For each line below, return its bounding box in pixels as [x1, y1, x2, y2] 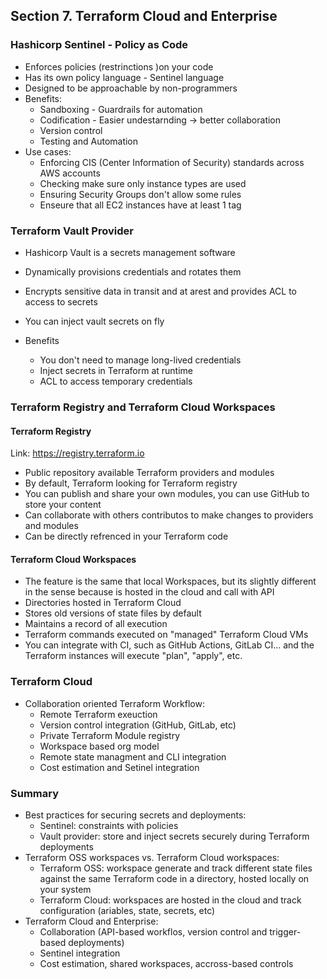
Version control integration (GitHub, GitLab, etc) [39, 719, 237, 731]
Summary [10, 786, 60, 800]
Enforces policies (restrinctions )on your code [24, 60, 214, 73]
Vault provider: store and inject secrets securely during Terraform [39, 830, 310, 842]
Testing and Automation [39, 135, 139, 147]
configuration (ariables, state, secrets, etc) [39, 904, 216, 916]
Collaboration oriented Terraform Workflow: [24, 697, 205, 709]
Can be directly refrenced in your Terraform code [24, 530, 229, 543]
